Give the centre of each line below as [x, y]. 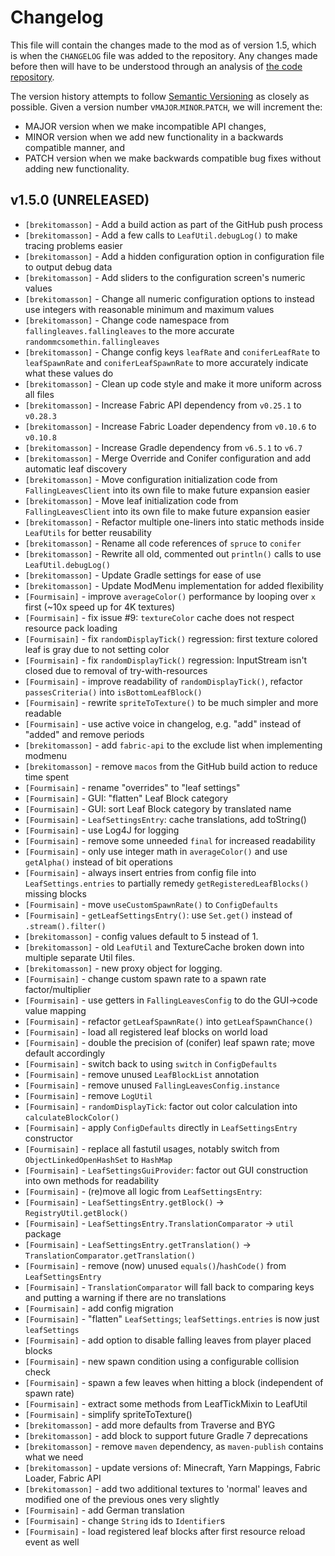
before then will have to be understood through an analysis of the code [156, 66]
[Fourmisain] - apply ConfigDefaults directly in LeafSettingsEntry [161, 1127]
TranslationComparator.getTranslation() [110, 1256]
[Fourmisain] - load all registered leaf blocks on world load [146, 1032]
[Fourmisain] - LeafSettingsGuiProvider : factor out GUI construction [166, 1170]
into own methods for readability [92, 1180]
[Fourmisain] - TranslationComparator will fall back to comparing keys [169, 1287]
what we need [54, 1457]
